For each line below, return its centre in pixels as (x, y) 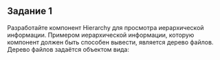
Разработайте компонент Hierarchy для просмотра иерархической (106, 27)
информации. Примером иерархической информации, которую (101, 35)
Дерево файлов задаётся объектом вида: (68, 49)
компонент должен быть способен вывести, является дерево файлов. (110, 42)
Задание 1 (30, 11)
